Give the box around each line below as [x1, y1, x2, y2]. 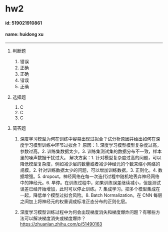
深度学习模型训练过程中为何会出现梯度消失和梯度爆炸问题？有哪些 [19, 209, 156, 215]
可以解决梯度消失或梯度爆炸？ [24, 215, 86, 221]
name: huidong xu [5, 31, 44, 38]
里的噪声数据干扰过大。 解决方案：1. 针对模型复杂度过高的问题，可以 [19, 154, 161, 160]
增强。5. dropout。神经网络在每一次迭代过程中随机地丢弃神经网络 [24, 173, 160, 179]
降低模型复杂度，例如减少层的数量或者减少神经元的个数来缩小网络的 [19, 161, 160, 167]
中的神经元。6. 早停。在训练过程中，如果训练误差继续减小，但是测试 [19, 179, 161, 185]
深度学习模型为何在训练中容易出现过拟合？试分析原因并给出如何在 [19, 136, 156, 142]
